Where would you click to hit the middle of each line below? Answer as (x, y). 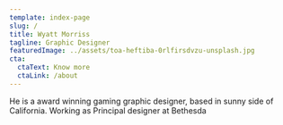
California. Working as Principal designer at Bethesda (108, 110)
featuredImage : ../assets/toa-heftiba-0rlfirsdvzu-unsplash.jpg (132, 51)
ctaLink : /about (48, 76)
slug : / (24, 26)
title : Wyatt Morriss (50, 34)
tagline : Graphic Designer (60, 42)
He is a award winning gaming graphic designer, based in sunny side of (141, 101)
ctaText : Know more (54, 68)
